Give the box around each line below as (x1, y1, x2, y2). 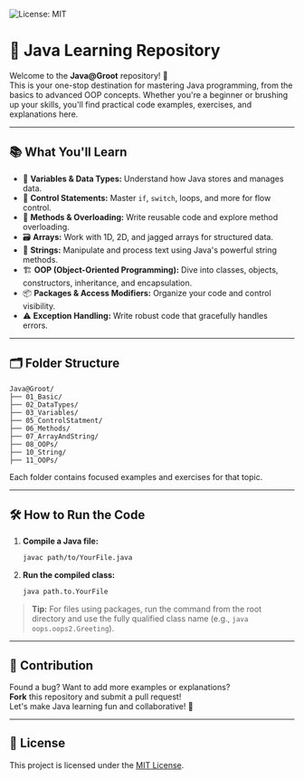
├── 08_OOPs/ (9, 439, 59, 448)
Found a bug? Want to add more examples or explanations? (9, 681, 231, 692)
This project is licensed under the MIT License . (9, 759, 185, 770)
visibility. (22, 300, 56, 312)
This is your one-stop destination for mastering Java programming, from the (9, 80, 293, 91)
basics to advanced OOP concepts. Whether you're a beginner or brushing (9, 89, 289, 100)
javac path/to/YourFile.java (22, 553, 133, 563)
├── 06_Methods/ (9, 424, 71, 433)
